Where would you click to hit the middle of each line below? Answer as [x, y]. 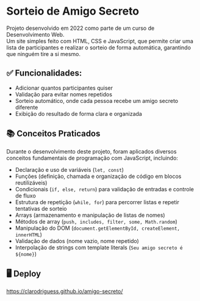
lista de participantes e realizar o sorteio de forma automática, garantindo [98, 48]
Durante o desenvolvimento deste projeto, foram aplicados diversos [91, 151]
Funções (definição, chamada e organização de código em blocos [98, 176]
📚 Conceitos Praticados [53, 134]
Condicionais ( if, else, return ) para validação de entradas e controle [104, 189]
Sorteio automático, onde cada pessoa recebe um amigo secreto [97, 101]
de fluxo [26, 196]
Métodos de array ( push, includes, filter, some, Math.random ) [96, 221]
